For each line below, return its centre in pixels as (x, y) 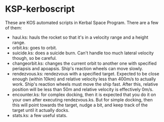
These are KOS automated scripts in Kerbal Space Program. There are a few (82, 23)
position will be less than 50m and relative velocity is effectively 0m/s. (83, 89)
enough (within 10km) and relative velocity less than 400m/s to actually (84, 79)
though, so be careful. (35, 58)
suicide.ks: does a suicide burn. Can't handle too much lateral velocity (83, 53)
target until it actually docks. (41, 110)
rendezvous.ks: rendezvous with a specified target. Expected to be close (86, 73)
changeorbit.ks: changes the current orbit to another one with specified (84, 63)
